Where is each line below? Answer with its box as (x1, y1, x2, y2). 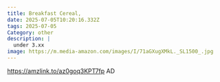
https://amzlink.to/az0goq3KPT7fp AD (7, 66, 115, 75)
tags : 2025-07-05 (7, 23, 57, 29)
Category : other (7, 29, 54, 36)
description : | (7, 36, 51, 42)
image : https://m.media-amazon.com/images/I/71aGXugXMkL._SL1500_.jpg (7, 49, 214, 55)
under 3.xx (13, 42, 45, 49)
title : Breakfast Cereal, (7, 10, 81, 17)
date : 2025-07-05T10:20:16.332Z (7, 16, 100, 23)
